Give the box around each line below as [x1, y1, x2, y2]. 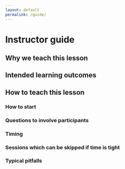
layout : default [5, 7, 39, 13]
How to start [5, 103, 36, 110]
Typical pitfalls [5, 157, 43, 164]
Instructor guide [5, 34, 75, 45]
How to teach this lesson [5, 88, 85, 96]
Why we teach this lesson [5, 54, 88, 63]
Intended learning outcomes [5, 71, 97, 80]
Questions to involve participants [5, 117, 89, 124]
